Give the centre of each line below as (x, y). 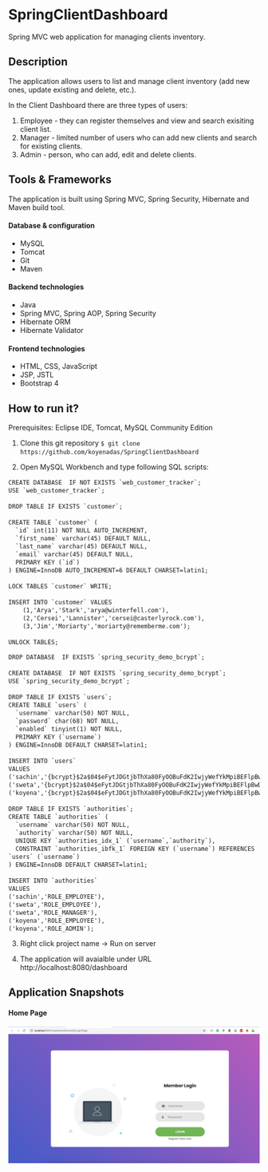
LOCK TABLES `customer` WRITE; (60, 586)
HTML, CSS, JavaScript (59, 366)
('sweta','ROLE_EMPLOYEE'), (55, 905)
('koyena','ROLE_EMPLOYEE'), (57, 921)
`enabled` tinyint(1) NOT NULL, (69, 729)
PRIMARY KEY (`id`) (48, 562)
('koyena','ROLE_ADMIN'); (51, 928)
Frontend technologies (47, 348)
